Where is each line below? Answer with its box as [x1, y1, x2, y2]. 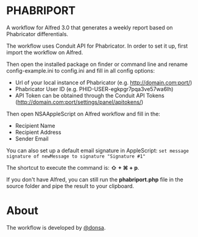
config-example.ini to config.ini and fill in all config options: [6, 67, 155, 74]
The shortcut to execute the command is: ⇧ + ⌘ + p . [6, 164, 140, 171]
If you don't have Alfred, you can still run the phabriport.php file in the [6, 175, 184, 183]
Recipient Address [15, 128, 62, 136]
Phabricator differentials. [6, 30, 69, 37]
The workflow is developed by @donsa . [6, 224, 106, 231]
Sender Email [15, 135, 49, 142]
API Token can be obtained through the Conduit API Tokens [15, 92, 164, 99]
